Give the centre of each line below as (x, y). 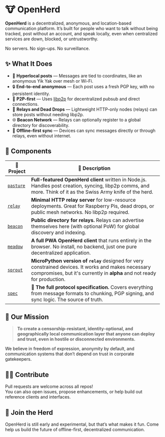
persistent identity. (31, 94)
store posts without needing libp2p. (48, 114)
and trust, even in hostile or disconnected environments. (76, 339)
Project (17, 171)
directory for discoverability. (41, 125)
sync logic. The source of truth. (67, 299)
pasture (16, 186)
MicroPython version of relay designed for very (87, 261)
